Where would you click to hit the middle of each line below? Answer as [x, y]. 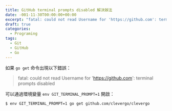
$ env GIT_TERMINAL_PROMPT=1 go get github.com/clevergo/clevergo [78, 103]
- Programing [24, 34]
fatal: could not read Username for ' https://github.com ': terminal [85, 78]
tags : [11, 39]
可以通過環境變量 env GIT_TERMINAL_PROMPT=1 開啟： [60, 94]
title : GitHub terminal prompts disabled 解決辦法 [59, 10]
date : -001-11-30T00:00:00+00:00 [41, 15]
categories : [18, 29]
